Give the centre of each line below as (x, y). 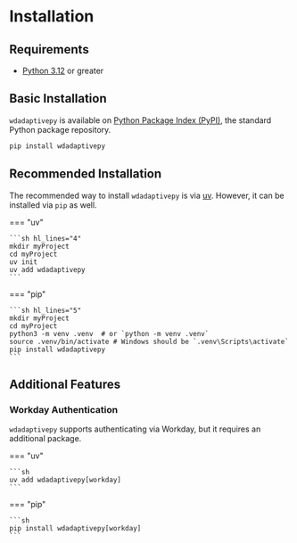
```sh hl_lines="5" (45, 310)
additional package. (45, 439)
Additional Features (65, 384)
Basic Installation (58, 99)
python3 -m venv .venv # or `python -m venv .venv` (109, 333)
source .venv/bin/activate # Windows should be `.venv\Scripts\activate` (149, 341)
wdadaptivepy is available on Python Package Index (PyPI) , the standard (140, 120)
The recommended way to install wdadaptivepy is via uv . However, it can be (147, 195)
